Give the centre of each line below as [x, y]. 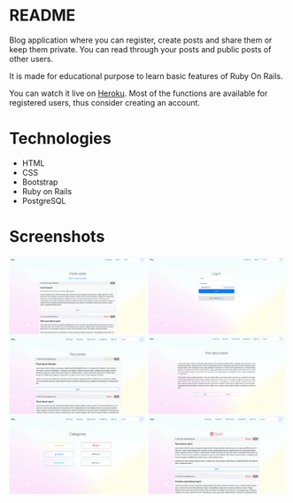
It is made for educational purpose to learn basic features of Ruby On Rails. [146, 75]
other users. [31, 59]
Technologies [61, 139]
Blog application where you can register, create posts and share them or [141, 40]
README [42, 16]
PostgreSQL [44, 200]
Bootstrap [40, 182]
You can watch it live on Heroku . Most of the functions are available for [139, 93]
